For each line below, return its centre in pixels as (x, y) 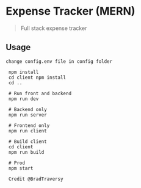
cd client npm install (37, 78)
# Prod (17, 163)
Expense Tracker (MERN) (70, 11)
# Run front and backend (40, 93)
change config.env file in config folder (59, 61)
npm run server (27, 115)
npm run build (26, 152)
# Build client (27, 142)
